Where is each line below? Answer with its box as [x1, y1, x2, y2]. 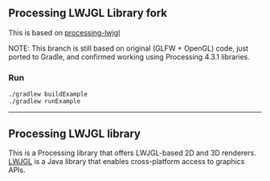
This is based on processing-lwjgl [8, 27, 121, 37]
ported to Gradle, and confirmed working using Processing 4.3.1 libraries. [8, 51, 251, 61]
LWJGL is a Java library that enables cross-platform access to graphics [8, 156, 245, 166]
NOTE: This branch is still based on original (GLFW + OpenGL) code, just [8, 43, 249, 53]
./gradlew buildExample [8, 90, 88, 99]
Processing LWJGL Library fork [8, 6, 167, 20]
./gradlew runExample [8, 97, 81, 105]
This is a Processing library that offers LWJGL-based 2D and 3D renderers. [8, 148, 257, 158]
